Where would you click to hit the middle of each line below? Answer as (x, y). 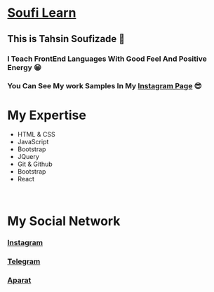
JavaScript (33, 142)
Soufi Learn (42, 13)
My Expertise (47, 115)
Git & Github (35, 164)
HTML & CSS (36, 134)
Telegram (24, 262)
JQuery (28, 157)
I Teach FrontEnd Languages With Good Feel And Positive (107, 59)
